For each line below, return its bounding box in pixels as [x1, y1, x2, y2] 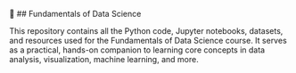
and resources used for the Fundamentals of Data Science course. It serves [9, 36, 287, 45]
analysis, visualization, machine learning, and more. [9, 54, 199, 64]
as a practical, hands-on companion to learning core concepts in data [9, 45, 266, 55]
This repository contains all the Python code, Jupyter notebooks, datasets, [9, 26, 284, 36]
